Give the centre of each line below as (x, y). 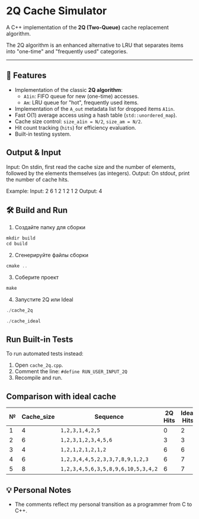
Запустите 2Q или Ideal (44, 299)
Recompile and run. (38, 378)
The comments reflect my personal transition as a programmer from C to (103, 504)
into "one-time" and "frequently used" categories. (67, 51)
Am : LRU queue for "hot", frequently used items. (81, 102)
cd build (17, 244)
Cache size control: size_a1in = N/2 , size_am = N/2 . (78, 121)
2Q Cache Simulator (57, 11)
